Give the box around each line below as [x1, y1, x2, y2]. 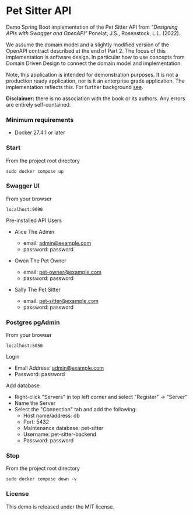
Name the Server [14, 400, 56, 407]
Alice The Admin [14, 228, 54, 235]
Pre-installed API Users [6, 217, 62, 224]
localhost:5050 [6, 343, 43, 349]
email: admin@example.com [23, 239, 92, 247]
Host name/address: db [23, 412, 80, 419]
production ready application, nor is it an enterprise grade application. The [6, 77, 185, 84]
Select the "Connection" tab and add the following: [14, 406, 137, 413]
